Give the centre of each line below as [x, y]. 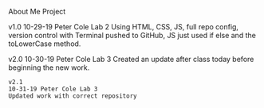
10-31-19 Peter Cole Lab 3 [53, 89]
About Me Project [37, 12]
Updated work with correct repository [73, 96]
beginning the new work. [49, 67]
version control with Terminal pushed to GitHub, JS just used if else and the [132, 35]
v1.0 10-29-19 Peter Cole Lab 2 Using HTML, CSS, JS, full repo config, [124, 27]
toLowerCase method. [45, 44]
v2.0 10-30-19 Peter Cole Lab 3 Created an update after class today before [131, 59]
